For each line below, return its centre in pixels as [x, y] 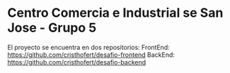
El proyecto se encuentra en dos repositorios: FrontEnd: [88, 47]
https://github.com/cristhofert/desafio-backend [77, 62]
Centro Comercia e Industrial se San [115, 13]
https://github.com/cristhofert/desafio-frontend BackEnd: [91, 55]
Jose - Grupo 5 [52, 28]
